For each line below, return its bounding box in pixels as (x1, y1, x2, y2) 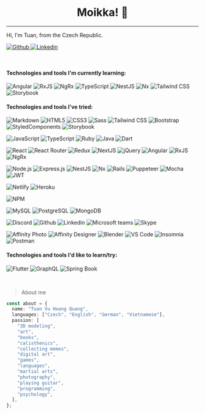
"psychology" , (17, 391, 53, 398)
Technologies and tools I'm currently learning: (6, 69, 126, 76)
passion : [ (12, 318, 40, 324)
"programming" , (17, 385, 56, 391)
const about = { (6, 300, 48, 307)
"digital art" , (17, 351, 56, 358)
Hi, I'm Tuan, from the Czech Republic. (6, 31, 104, 38)
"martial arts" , (17, 369, 59, 375)
